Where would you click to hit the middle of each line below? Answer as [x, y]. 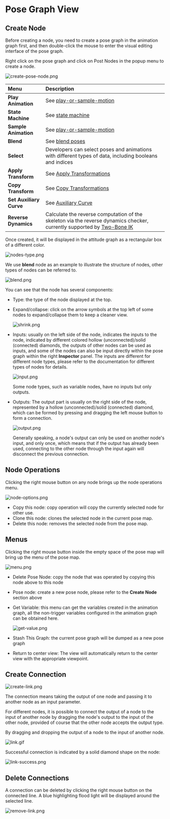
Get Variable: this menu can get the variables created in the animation [85, 607]
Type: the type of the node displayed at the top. [62, 299]
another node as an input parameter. [43, 702]
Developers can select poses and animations [99, 149]
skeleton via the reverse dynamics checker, [97, 221]
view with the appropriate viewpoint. [51, 658]
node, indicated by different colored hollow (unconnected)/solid [79, 340]
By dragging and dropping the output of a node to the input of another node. [85, 733]
